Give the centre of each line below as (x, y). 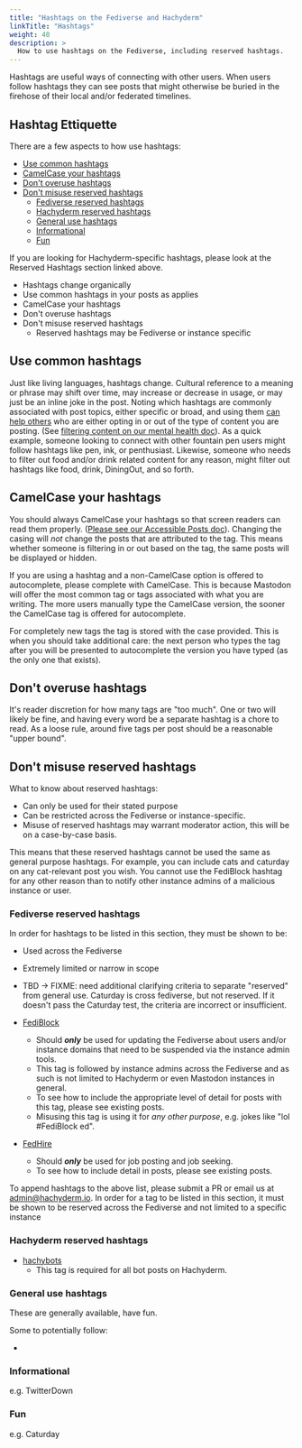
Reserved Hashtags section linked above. (87, 267)
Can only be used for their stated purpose (100, 806)
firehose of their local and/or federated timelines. (101, 97)
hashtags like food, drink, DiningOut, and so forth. (102, 469)
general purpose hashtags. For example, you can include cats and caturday (150, 862)
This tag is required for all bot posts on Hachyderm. (132, 1269)
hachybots (42, 1260)
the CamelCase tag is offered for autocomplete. (98, 613)
